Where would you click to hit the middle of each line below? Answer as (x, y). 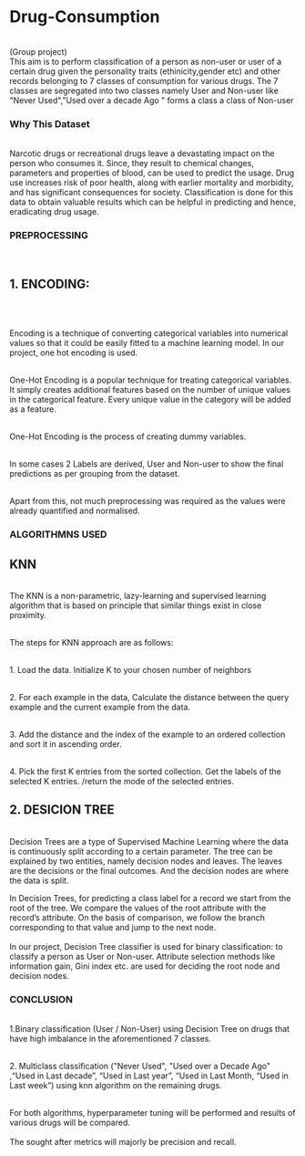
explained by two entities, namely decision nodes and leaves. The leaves (146, 861)
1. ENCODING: (50, 284)
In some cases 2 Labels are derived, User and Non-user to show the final (147, 464)
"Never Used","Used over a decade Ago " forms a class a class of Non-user (152, 100)
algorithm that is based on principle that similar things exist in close (136, 605)
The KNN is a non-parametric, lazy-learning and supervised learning (138, 596)
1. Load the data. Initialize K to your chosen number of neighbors (131, 670)
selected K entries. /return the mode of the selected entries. (122, 782)
